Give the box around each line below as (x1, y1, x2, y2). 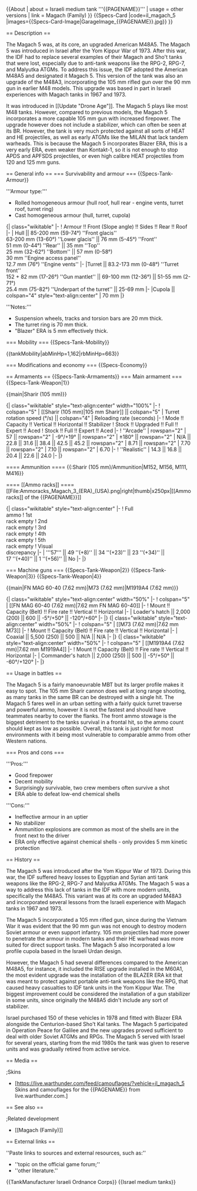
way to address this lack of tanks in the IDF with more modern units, (6, 886, 171, 893)
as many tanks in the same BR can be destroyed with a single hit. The (6, 694, 175, 700)
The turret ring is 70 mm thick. (14, 321, 88, 328)
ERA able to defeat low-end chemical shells (14, 790, 121, 798)
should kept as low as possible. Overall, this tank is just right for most (6, 725, 174, 732)
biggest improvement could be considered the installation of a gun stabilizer (6, 990, 191, 997)
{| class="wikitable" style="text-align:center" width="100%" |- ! (6, 402, 161, 409)
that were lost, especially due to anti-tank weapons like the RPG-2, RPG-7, (6, 59, 186, 67)
